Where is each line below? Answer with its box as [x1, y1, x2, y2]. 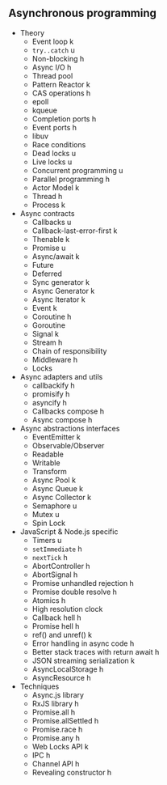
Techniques [19, 681, 60, 691]
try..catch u [31, 45, 75, 55]
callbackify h [31, 380, 75, 390]
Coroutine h [31, 312, 72, 321]
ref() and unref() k [31, 630, 93, 639]
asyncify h [31, 397, 67, 407]
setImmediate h [31, 544, 82, 554]
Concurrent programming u [31, 165, 123, 175]
